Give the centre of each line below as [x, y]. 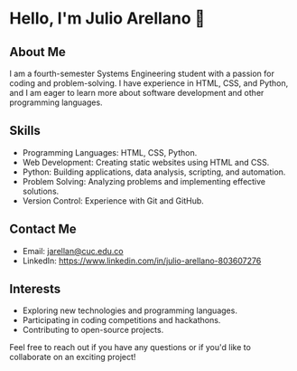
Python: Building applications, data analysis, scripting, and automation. [154, 172]
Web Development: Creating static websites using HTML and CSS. [146, 162]
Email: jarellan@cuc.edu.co [73, 251]
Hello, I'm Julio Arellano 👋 [107, 19]
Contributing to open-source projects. [93, 330]
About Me [37, 52]
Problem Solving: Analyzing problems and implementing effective [144, 181]
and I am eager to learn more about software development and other [137, 93]
